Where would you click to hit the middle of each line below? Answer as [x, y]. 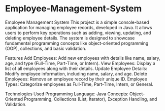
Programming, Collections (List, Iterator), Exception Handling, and [91, 99]
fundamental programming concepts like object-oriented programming [77, 43]
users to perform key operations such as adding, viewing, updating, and [78, 33]
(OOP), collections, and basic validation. [46, 48]
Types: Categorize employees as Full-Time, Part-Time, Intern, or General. [79, 84]
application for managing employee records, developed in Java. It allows [79, 27]
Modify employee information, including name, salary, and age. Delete [76, 74]
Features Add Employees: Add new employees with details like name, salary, [83, 58]
